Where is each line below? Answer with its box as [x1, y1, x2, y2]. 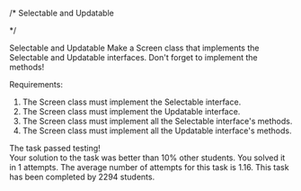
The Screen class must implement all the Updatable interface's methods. [22, 125, 292, 136]
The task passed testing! [9, 143, 101, 153]
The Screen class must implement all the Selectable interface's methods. [22, 116, 293, 126]
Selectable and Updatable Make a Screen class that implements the [9, 42, 260, 53]
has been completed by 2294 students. [9, 171, 155, 182]
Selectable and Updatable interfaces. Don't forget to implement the [9, 52, 258, 62]
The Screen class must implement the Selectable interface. [22, 96, 242, 107]
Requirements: [9, 79, 63, 89]
